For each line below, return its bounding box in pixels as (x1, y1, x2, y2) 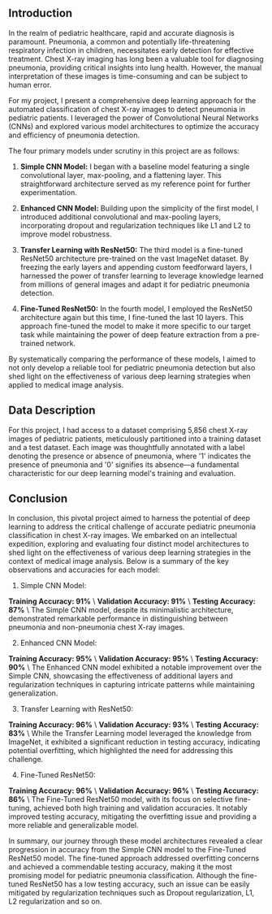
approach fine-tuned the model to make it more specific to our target (19, 321, 251, 331)
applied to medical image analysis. (8, 379, 124, 389)
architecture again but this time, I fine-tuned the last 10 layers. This (19, 312, 244, 322)
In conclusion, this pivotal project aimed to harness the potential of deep (8, 513, 250, 523)
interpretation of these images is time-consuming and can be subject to (8, 71, 248, 80)
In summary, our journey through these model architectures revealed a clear (8, 836, 263, 846)
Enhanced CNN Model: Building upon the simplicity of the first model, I (19, 203, 259, 213)
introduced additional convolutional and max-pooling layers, (19, 211, 222, 222)
